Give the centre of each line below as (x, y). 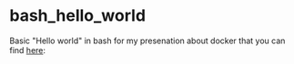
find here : (28, 50)
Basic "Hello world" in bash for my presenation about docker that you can (147, 41)
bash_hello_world (78, 16)
